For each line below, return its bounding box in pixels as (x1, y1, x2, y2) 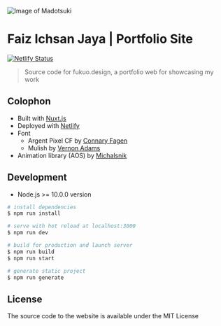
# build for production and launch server (7, 242, 133, 249)
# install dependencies (7, 204, 77, 211)
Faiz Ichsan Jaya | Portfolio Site (7, 31, 194, 47)
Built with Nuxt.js (17, 114, 66, 122)
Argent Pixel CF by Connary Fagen (27, 136, 128, 145)
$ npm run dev (7, 229, 49, 236)
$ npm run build (7, 248, 55, 255)
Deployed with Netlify (17, 121, 80, 129)
